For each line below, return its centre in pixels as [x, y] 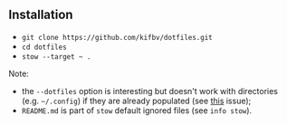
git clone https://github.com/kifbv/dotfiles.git [117, 37]
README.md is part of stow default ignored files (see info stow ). [137, 110]
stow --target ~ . [56, 57]
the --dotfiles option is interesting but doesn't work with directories [149, 91]
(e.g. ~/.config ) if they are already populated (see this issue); [136, 101]
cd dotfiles [44, 47]
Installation [41, 15]
